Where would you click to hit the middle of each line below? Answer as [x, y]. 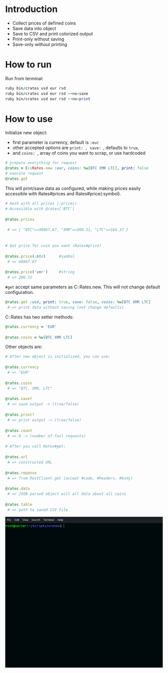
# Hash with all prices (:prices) [41, 203]
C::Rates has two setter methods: [39, 317]
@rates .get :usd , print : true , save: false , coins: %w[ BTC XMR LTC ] [78, 302]
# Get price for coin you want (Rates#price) [53, 246]
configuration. [19, 292]
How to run [28, 65]
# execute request [24, 174]
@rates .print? [20, 415]
